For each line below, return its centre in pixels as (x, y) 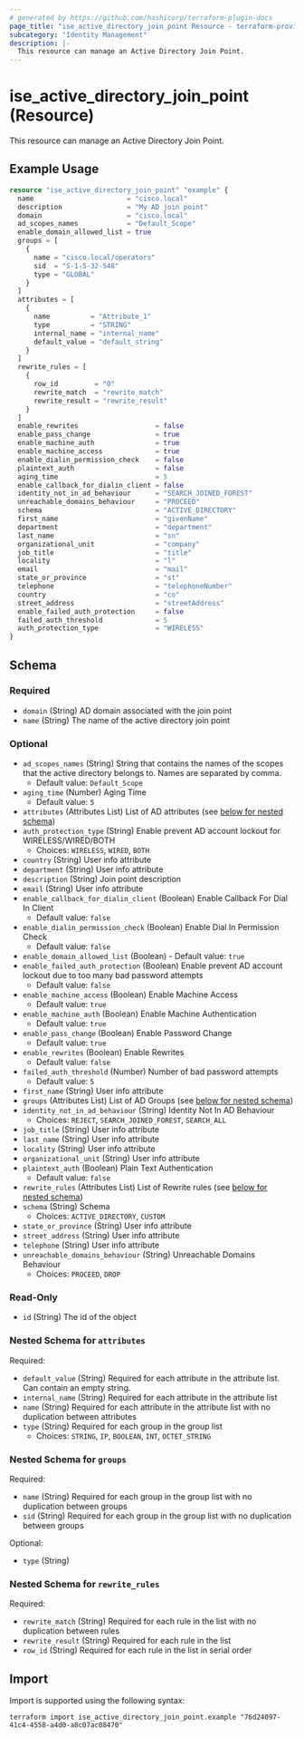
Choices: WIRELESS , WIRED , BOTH (93, 850)
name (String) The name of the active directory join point (126, 720)
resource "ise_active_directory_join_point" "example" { (119, 190)
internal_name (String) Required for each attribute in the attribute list (150, 1397)
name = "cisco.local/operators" (94, 257)
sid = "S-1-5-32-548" (76, 266)
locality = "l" (97, 561)
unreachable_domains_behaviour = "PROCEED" (109, 502)
